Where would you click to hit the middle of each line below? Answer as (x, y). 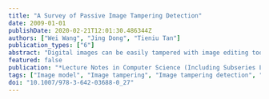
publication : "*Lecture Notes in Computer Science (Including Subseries (132, 68)
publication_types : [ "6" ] (51, 46)
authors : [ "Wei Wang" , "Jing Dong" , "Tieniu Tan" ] (94, 38)
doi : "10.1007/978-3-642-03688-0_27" (71, 82)
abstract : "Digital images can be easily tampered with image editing (128, 53)
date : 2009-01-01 (37, 23)
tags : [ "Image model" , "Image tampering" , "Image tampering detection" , (132, 75)
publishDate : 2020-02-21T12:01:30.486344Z (80, 30)
